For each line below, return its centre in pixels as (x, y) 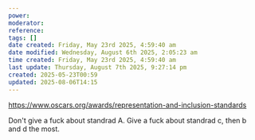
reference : (26, 30)
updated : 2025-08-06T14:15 (53, 82)
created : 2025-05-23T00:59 (53, 75)
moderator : (26, 23)
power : (19, 16)
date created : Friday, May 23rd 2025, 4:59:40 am (92, 45)
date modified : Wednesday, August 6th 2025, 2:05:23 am (103, 52)
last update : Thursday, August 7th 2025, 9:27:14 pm (98, 68)
